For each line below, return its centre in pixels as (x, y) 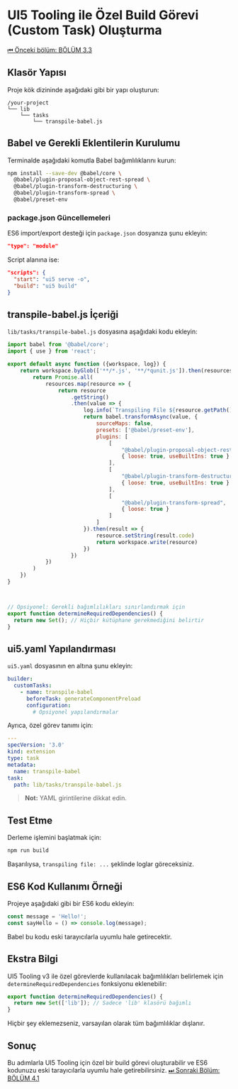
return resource (82, 390)
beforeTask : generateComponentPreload (83, 699)
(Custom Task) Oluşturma (85, 30)
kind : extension (31, 752)
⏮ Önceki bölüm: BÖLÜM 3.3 (50, 50)
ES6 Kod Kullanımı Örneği (65, 886)
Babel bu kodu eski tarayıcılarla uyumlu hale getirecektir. (90, 936)
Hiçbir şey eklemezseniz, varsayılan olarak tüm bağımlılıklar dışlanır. (106, 1023)
